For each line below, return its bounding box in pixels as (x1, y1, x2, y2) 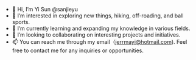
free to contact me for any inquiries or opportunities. (12, 47, 144, 54)
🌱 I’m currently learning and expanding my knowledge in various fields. (12, 25, 191, 32)
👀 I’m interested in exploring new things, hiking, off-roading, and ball (12, 12, 184, 19)
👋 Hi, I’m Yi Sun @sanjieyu (12, 6, 78, 13)
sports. (12, 19, 30, 25)
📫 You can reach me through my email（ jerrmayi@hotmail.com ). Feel (12, 38, 187, 45)
